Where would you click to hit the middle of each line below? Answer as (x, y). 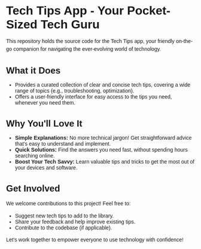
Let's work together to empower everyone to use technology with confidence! (95, 239)
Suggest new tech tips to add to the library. (65, 216)
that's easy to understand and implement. (63, 144)
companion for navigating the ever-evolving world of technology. (87, 49)
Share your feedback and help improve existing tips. (75, 222)
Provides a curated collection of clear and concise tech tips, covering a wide (103, 85)
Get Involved (33, 188)
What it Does (33, 70)
